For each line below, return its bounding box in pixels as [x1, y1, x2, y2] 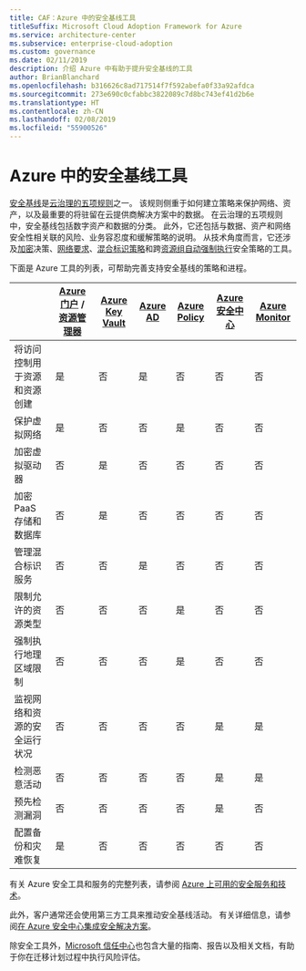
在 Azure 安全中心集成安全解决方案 [17, 920, 148, 931]
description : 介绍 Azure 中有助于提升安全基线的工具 [9, 65, 193, 74]
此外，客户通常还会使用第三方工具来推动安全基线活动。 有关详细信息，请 [9, 909, 283, 920]
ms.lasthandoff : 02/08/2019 [9, 115, 117, 124]
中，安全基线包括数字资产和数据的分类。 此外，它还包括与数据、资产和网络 [9, 220, 291, 231]
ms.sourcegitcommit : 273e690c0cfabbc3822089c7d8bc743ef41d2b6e [9, 89, 255, 98]
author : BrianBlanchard [9, 73, 100, 82]
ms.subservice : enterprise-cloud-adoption [9, 38, 173, 48]
